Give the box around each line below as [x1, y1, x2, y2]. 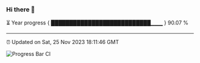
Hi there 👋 [6, 5, 36, 14]
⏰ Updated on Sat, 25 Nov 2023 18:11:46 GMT [6, 39, 119, 46]
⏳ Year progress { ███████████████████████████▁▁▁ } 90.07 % [6, 19, 189, 26]
